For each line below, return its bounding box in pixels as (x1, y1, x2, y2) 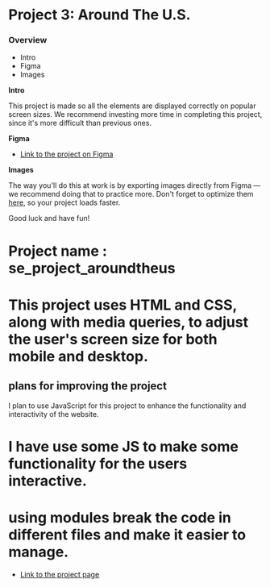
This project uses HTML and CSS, (8, 296, 238, 314)
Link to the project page (19, 569, 100, 579)
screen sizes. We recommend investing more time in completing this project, (8, 110, 263, 119)
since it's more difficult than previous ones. (8, 119, 152, 128)
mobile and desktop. (8, 347, 149, 365)
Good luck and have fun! (8, 214, 90, 223)
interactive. (8, 472, 87, 489)
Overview (8, 35, 48, 46)
